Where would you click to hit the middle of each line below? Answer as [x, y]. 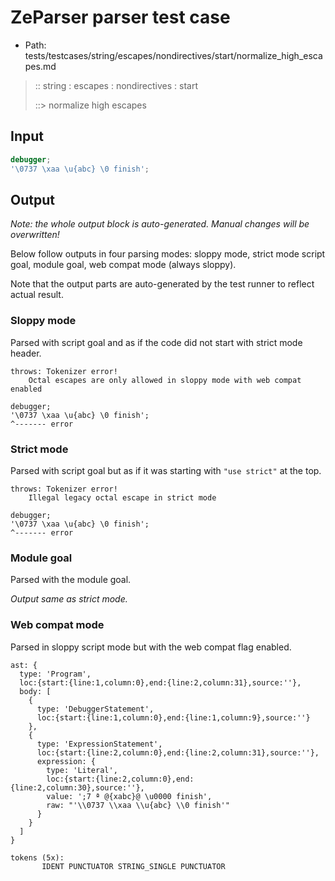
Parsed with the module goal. [71, 580]
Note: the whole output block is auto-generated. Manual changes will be [160, 224]
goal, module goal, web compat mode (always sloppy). [123, 265]
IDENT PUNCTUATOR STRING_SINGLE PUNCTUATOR [133, 866]
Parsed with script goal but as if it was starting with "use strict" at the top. [166, 470]
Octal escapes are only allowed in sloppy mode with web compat [165, 380]
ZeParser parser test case [120, 17]
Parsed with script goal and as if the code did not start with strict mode [156, 342]
